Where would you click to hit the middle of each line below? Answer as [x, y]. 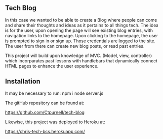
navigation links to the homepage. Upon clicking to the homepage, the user [81, 35]
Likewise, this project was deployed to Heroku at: [55, 122]
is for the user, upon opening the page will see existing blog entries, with [79, 30]
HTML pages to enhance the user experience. [52, 66]
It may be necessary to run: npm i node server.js [54, 93]
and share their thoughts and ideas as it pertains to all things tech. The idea [82, 25]
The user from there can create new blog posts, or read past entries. [75, 46]
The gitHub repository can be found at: [45, 103]
